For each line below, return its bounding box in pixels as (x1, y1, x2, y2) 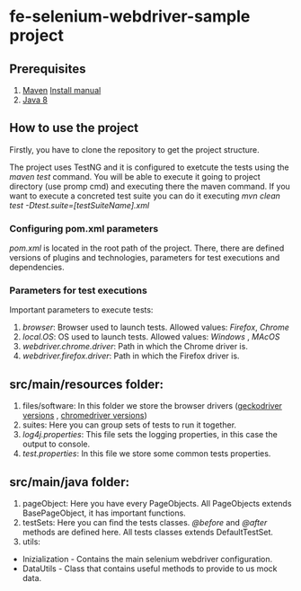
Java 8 (22, 94, 48, 105)
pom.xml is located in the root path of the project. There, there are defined (9, 243, 285, 253)
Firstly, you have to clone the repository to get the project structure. (9, 144, 261, 154)
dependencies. (9, 262, 65, 273)
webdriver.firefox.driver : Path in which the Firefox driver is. (22, 350, 240, 361)
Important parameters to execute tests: (9, 304, 154, 315)
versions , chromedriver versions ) (22, 410, 148, 421)
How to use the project (9, 120, 139, 136)
